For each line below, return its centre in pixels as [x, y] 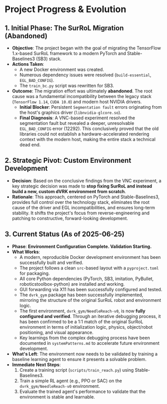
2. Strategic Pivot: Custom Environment [68, 161]
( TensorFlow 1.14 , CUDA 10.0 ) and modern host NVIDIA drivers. [77, 102]
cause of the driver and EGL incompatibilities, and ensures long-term [83, 207]
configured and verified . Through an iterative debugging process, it [90, 316]
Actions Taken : [28, 64]
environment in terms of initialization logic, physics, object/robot [86, 327]
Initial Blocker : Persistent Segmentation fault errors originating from [91, 107]
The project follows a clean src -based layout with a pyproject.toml [89, 268]
